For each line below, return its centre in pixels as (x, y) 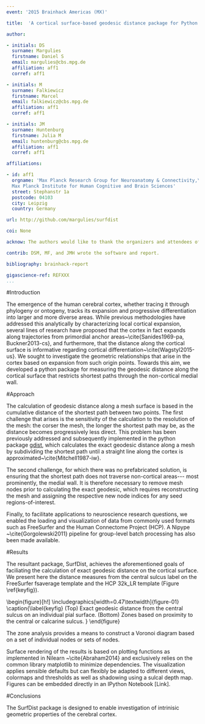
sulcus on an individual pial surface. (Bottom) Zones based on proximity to (100, 615)
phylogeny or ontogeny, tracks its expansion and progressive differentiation (101, 311)
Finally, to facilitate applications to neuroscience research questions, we (97, 514)
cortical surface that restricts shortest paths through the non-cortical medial (102, 376)
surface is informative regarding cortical (57, 350)
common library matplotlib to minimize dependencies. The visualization (96, 665)
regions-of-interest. (31, 502)
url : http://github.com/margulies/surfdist (63, 220)
